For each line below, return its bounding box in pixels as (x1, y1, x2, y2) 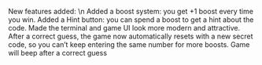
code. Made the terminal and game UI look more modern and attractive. (8, 23, 241, 32)
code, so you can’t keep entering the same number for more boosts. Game (8, 40, 250, 49)
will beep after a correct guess (8, 49, 108, 57)
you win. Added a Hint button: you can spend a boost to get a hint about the (8, 15, 254, 24)
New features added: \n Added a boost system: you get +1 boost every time (8, 7, 254, 16)
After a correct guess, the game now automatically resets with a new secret (8, 31, 253, 41)
